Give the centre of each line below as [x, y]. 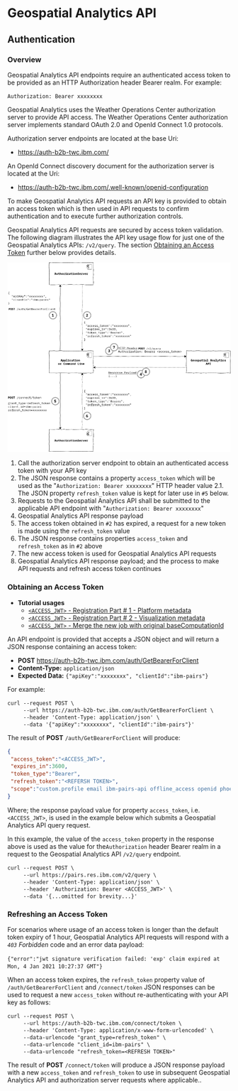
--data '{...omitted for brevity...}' [80, 896]
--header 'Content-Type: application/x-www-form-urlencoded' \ [118, 1031]
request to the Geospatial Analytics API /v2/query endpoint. [94, 854]
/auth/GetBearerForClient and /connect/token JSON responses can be [111, 987]
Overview [24, 60]
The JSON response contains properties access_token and [103, 538]
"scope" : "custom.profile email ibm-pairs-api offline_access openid [114, 789]
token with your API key [52, 471]
